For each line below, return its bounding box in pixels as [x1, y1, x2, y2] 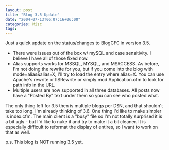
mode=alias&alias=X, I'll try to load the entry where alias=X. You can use [12, 71, 164, 77]
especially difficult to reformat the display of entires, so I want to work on [5, 124, 158, 130]
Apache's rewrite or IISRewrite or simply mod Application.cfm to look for [12, 77, 164, 83]
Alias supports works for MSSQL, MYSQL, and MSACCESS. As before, [12, 61, 160, 67]
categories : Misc [5, 21, 42, 27]
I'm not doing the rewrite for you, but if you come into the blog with [12, 66, 153, 72]
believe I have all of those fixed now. [12, 55, 89, 61]
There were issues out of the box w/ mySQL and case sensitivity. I [12, 50, 151, 56]
